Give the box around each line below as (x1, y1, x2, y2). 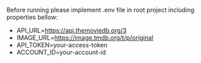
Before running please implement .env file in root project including (6, 6, 195, 14)
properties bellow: (6, 13, 58, 21)
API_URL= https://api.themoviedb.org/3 (16, 27, 127, 34)
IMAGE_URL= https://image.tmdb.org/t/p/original (16, 34, 153, 42)
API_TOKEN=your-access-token (16, 41, 108, 49)
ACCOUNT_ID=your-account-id (16, 48, 106, 56)
